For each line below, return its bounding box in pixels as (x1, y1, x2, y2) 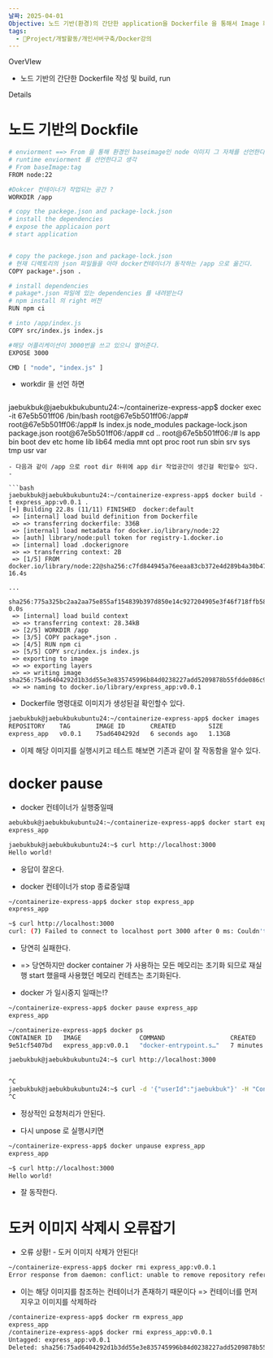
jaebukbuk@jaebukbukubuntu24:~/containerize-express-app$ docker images (8, 715, 260, 723)
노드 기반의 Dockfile (8, 121, 139, 139)
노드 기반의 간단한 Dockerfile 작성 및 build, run (19, 74, 171, 84)
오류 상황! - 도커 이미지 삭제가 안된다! (19, 1248, 139, 1257)
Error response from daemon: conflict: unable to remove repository (8, 1271, 245, 1279)
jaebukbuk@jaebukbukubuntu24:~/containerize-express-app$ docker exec (8, 403, 262, 413)
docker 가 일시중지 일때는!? (19, 988, 108, 997)
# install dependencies (8, 282, 89, 290)
